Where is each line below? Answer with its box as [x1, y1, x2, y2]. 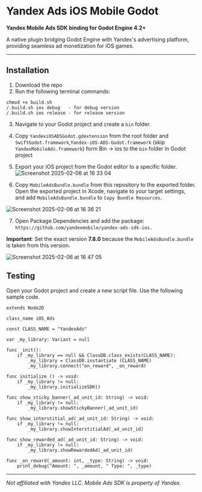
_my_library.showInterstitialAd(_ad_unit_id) [28, 426, 144, 432]
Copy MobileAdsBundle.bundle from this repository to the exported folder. [14, 181, 196, 188]
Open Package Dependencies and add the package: [14, 217, 145, 224]
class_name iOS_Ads [6, 315, 55, 322]
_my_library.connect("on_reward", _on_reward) [28, 363, 147, 369]
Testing [6, 271, 35, 281]
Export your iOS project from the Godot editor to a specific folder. [14, 163, 177, 170]
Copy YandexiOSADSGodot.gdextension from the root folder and [14, 132, 169, 139]
